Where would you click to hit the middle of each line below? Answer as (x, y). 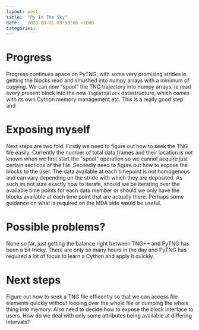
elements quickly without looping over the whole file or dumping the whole (97, 303)
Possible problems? (56, 227)
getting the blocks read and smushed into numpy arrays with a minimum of (98, 80)
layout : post (22, 12)
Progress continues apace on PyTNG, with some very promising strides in (97, 74)
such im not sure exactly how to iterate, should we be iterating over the (93, 184)
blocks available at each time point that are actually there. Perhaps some (95, 197)
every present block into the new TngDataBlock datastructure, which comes (98, 93)
